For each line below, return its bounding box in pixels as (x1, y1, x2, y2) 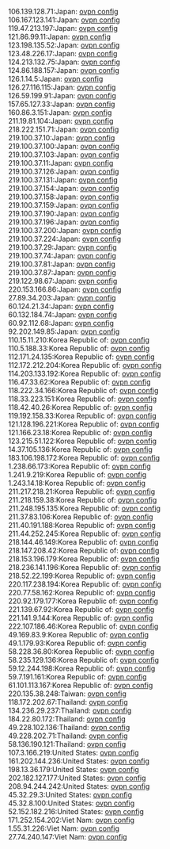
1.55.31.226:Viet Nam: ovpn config (8, 824, 120, 833)
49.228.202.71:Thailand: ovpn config (8, 731, 128, 740)
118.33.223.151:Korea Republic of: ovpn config (8, 394, 157, 403)
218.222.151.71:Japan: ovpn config (8, 124, 119, 134)
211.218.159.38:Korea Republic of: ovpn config (8, 495, 157, 504)
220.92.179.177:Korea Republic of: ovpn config (8, 596, 159, 606)
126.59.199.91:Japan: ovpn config (8, 91, 117, 100)
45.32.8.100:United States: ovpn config (8, 798, 135, 808)
